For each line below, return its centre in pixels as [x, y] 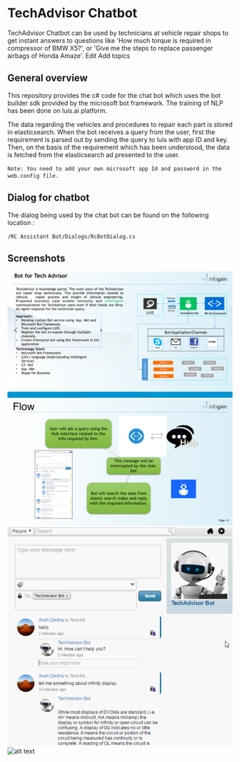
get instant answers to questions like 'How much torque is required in [109, 40]
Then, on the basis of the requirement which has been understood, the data [119, 147]
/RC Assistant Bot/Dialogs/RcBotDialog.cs [71, 236]
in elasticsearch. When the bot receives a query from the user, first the [111, 132]
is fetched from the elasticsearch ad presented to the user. [94, 154]
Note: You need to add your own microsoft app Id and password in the [115, 169]
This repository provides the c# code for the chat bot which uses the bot [114, 95]
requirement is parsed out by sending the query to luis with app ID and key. [118, 139]
